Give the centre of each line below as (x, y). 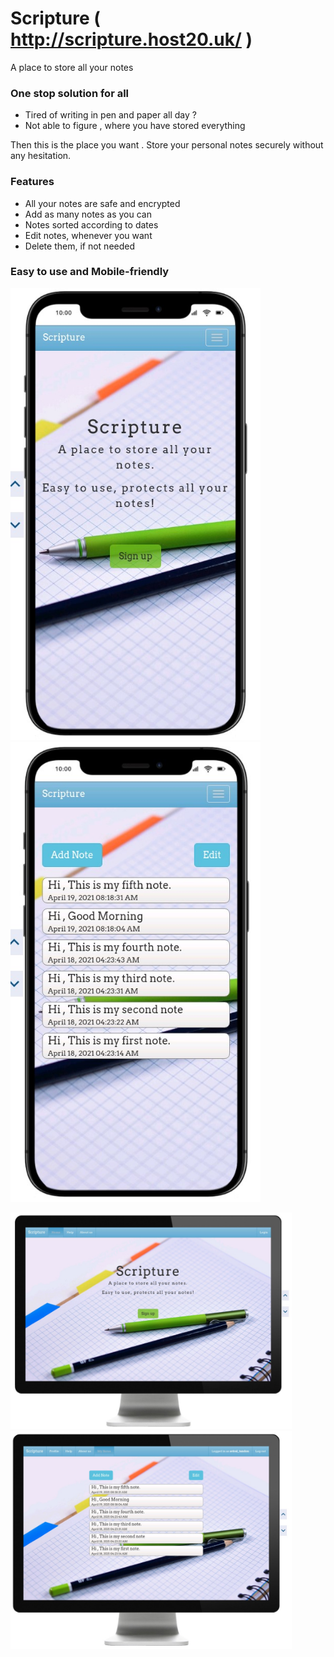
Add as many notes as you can (88, 214)
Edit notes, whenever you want (88, 235)
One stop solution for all (70, 93)
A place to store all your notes (72, 67)
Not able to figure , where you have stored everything (135, 126)
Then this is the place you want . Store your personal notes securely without (167, 145)
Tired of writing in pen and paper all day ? (110, 115)
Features (32, 182)
